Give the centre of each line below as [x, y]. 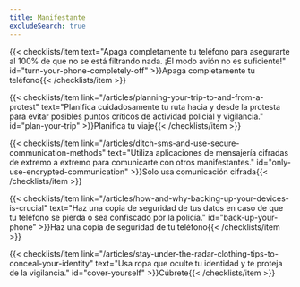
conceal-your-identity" [51, 263]
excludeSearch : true [48, 26]
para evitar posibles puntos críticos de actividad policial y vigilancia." [137, 116]
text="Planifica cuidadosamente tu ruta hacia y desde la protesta [161, 106]
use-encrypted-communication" [69, 172]
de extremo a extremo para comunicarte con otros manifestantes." [132, 162]
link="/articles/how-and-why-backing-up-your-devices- [185, 198]
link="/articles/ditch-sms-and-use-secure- [160, 143]
